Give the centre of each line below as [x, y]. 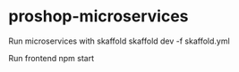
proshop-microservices [98, 16]
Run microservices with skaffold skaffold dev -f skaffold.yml [119, 41]
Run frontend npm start [51, 58]
